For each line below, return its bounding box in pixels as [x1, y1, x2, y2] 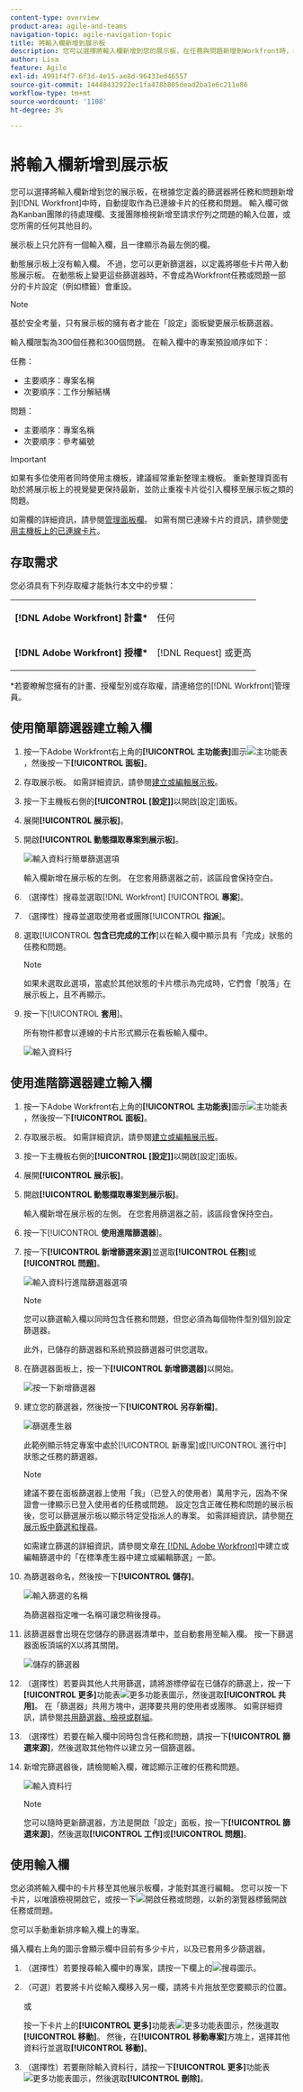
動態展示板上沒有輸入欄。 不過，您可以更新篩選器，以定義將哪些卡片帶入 [10, 259, 281, 269]
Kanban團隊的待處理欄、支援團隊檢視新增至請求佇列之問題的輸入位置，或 [17, 209, 291, 220]
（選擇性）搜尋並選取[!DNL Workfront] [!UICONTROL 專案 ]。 [22, 891, 249, 902]
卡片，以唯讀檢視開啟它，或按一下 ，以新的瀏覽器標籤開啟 [10, 1894, 287, 1905]
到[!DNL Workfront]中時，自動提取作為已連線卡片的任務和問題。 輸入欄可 [10, 197, 281, 208]
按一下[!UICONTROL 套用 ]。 [22, 1008, 129, 1019]
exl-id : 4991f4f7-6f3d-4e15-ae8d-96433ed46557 [10, 72, 188, 81]
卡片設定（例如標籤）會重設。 [25, 281, 137, 292]
